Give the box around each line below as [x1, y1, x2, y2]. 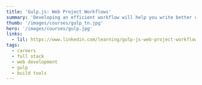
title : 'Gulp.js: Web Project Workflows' [6, 8, 112, 15]
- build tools [11, 70, 47, 76]
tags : [6, 42, 20, 48]
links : [6, 31, 23, 37]
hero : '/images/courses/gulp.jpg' [6, 25, 93, 32]
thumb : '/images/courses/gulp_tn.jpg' [6, 20, 103, 26]
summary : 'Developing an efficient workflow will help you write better [6, 14, 192, 20]
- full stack [11, 53, 44, 59]
